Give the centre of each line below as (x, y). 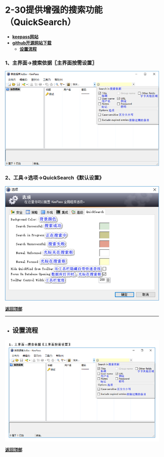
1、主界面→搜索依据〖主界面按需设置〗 (51, 63)
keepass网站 (25, 37)
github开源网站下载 (32, 43)
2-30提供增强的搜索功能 (54, 10)
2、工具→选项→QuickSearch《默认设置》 (55, 178)
